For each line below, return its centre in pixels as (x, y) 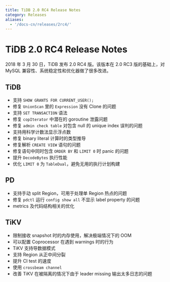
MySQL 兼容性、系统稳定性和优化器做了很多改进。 (58, 71)
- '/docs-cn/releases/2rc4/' (41, 24)
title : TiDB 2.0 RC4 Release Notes (43, 10)
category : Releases (26, 15)
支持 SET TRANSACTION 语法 (40, 113)
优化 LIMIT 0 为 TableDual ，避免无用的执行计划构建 (66, 164)
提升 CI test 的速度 (32, 261)
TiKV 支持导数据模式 (34, 248)
